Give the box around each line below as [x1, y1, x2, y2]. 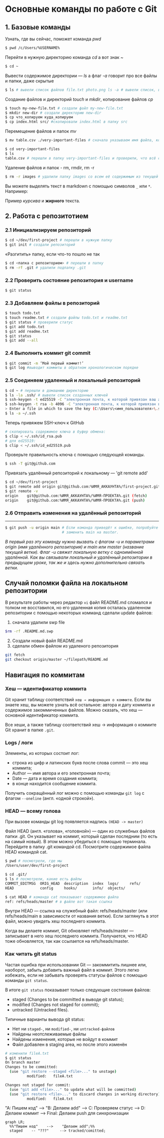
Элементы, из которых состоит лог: [5, 750, 80, 756]
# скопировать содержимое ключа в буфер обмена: [5, 429, 106, 434]
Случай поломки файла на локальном [5, 579, 128, 587]
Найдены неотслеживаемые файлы [12, 1031, 86, 1037]
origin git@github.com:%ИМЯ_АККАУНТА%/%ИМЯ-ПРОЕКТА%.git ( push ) [5, 498, 145, 503]
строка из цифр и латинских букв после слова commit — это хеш [12, 760, 148, 766]
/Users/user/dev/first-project [5, 863, 69, 868]
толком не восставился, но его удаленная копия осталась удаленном [5, 605, 151, 611]
